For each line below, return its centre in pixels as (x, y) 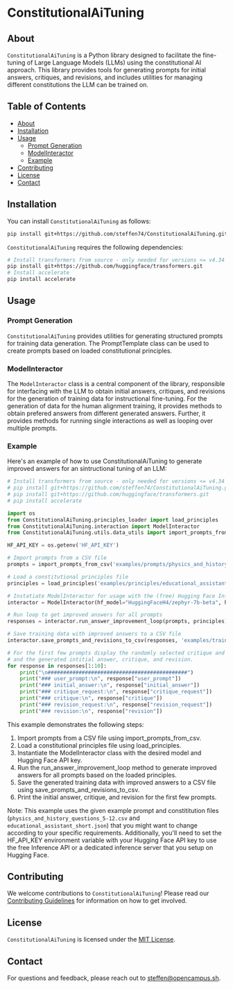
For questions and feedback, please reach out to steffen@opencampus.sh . (114, 978)
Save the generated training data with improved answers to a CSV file (116, 782)
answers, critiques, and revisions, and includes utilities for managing (105, 77)
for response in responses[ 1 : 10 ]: (57, 666)
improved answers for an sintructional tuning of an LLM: (87, 469)
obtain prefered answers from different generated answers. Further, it (106, 413)
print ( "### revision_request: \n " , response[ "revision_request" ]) (116, 705)
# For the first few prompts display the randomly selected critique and (116, 653)
